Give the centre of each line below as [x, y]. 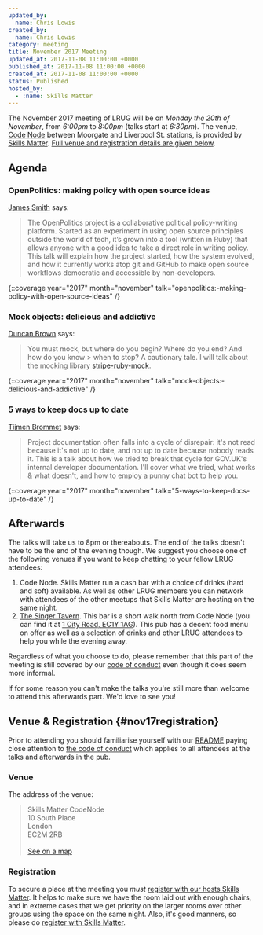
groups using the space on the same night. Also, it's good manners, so [122, 914]
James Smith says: [38, 207]
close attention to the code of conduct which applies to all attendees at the [129, 749]
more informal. [32, 673]
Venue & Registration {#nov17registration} [114, 721]
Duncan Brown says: [42, 334]
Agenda [28, 168]
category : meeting [38, 45]
